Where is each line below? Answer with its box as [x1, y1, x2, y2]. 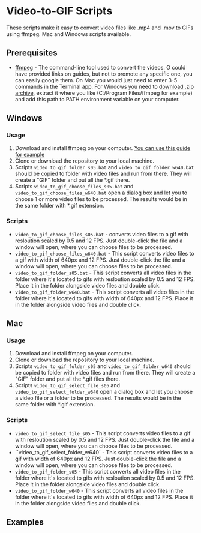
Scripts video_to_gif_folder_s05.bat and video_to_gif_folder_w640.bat [14, 164, 194, 171]
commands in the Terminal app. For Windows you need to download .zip [14, 83, 194, 90]
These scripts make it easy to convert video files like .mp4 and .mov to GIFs [6, 24, 194, 31]
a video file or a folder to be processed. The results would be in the [14, 394, 181, 402]
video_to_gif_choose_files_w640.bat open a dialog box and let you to [14, 189, 188, 196]
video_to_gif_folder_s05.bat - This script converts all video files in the [14, 269, 192, 276]
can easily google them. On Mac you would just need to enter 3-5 [14, 76, 178, 83]
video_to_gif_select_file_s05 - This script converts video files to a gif [14, 429, 191, 436]
